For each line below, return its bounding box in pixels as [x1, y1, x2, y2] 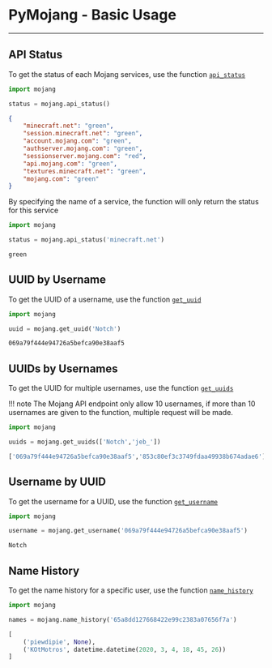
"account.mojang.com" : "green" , [23, 137, 132, 145]
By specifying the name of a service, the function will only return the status [8, 197, 259, 207]
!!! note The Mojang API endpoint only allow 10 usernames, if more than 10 [8, 399, 256, 409]
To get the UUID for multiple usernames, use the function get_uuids [8, 383, 234, 393]
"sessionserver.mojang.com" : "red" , [23, 152, 147, 160]
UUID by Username [8, 273, 107, 287]
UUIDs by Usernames [8, 362, 119, 375]
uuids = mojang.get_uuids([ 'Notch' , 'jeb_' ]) [8, 438, 161, 446]
